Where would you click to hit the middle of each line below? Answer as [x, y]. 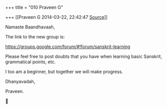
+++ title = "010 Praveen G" [34, 7]
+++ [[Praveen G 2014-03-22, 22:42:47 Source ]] [56, 17]
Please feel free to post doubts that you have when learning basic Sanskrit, [84, 56]
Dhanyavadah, [20, 81]
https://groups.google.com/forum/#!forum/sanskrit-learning [68, 47]
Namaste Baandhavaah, [30, 27]
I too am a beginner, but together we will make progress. [64, 71]
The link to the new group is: [35, 37]
